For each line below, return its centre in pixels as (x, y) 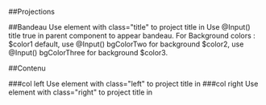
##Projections (31, 12)
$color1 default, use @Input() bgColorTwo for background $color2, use (126, 44)
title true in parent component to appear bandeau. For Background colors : (132, 36)
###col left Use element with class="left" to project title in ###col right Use (133, 84)
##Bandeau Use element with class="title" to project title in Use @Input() (130, 27)
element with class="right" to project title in (81, 92)
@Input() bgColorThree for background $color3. (88, 52)
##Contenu (27, 68)
